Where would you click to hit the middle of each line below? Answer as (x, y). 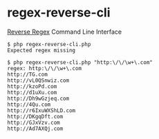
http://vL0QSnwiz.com (38, 81)
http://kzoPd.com (32, 86)
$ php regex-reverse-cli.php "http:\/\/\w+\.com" (80, 62)
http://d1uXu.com (32, 92)
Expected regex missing (41, 50)
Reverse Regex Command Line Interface (65, 32)
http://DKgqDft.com (35, 116)
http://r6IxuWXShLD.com (41, 110)
